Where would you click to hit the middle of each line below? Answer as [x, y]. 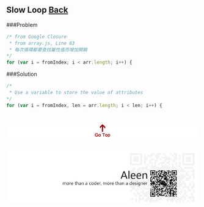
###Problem [22, 24]
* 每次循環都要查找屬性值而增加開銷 [48, 49]
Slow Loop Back [37, 10]
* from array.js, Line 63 [42, 43]
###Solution [22, 74]
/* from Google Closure [37, 37]
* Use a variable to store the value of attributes [76, 93]
